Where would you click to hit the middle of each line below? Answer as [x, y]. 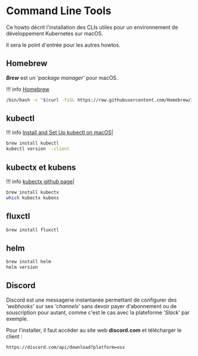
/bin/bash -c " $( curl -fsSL [41, 100]
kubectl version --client [38, 149]
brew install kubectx [33, 192]
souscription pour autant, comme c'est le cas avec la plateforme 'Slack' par [98, 312]
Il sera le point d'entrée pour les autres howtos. [63, 45]
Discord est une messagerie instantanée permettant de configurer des [91, 300]
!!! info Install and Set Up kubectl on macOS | [60, 133]
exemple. [17, 319]
